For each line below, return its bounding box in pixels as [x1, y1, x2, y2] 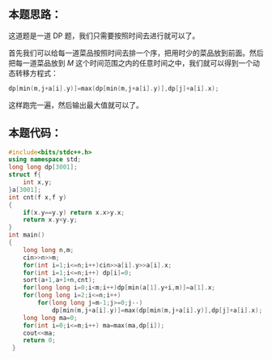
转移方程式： [15, 68, 58, 78]
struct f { [8, 171, 42, 179]
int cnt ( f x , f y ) [8, 193, 67, 201]
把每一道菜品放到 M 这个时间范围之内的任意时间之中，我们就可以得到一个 [8, 58, 253, 67]
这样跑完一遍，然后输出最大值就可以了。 [8, 100, 143, 109]
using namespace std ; [8, 156, 82, 164]
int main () [8, 231, 45, 239]
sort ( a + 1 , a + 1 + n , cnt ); [23, 276, 96, 284]
